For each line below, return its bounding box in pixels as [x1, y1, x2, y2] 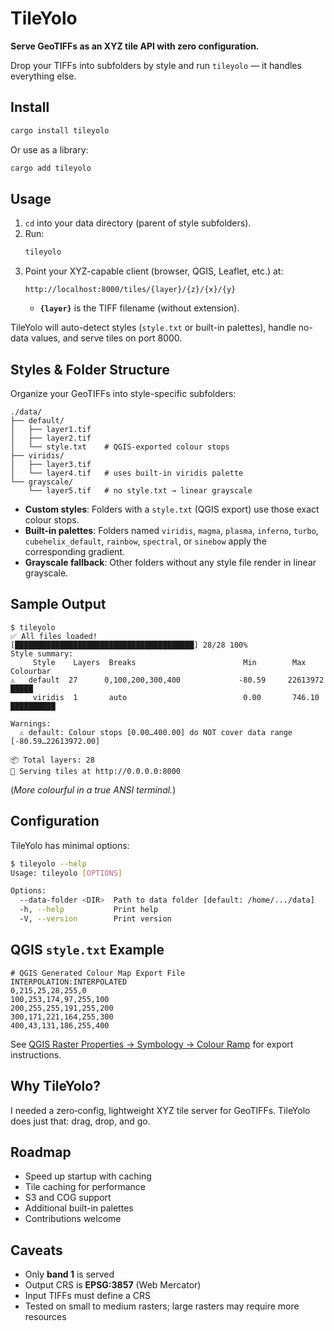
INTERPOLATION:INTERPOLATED [10, 977, 128, 987]
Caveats [10, 1242, 63, 1259]
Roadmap [10, 1143, 72, 1161]
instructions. [10, 1048, 62, 1061]
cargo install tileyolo [10, 125, 110, 136]
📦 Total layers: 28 [10, 755, 95, 765]
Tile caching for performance [24, 1181, 146, 1193]
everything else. [10, 70, 77, 82]
